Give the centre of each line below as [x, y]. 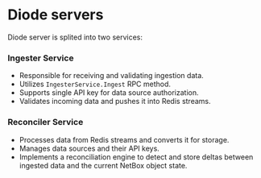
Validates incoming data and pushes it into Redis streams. [115, 101]
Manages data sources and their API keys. [89, 148]
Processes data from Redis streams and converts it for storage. [124, 139]
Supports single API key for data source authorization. [109, 93]
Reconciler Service [46, 122]
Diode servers [56, 15]
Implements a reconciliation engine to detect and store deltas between [136, 157]
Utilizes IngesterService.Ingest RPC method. [95, 84]
